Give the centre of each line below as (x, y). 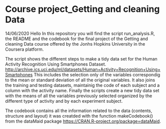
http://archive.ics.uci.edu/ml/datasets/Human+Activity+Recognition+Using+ (83, 69)
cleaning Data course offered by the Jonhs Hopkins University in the (75, 44)
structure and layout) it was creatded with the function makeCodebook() (79, 116)
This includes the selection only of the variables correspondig (97, 74)
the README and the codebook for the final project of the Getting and (77, 39)
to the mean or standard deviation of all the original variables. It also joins (80, 80)
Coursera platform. (24, 49)
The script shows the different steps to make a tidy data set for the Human (81, 59)
